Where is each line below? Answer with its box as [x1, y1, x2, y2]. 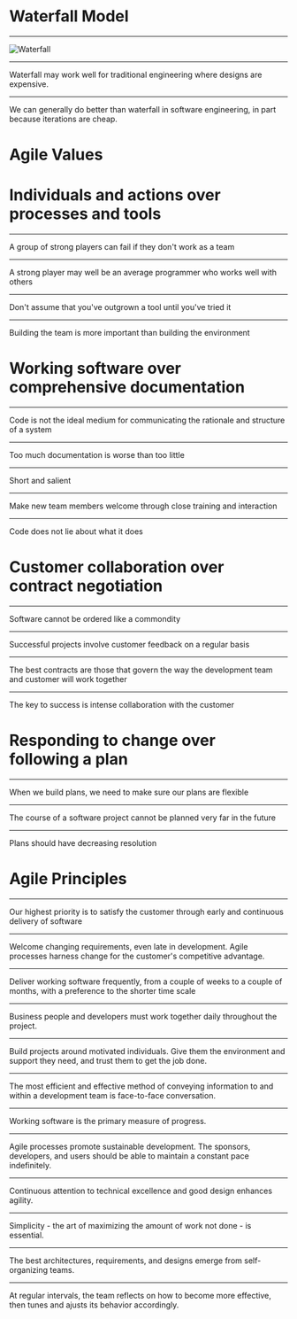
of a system [9, 424, 52, 435]
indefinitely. [9, 1160, 51, 1170]
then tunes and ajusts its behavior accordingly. [9, 1300, 179, 1310]
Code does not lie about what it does [9, 526, 143, 537]
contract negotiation [9, 576, 164, 596]
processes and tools [9, 204, 162, 224]
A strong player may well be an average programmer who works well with [9, 268, 277, 278]
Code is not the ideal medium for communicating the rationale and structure [9, 415, 286, 425]
